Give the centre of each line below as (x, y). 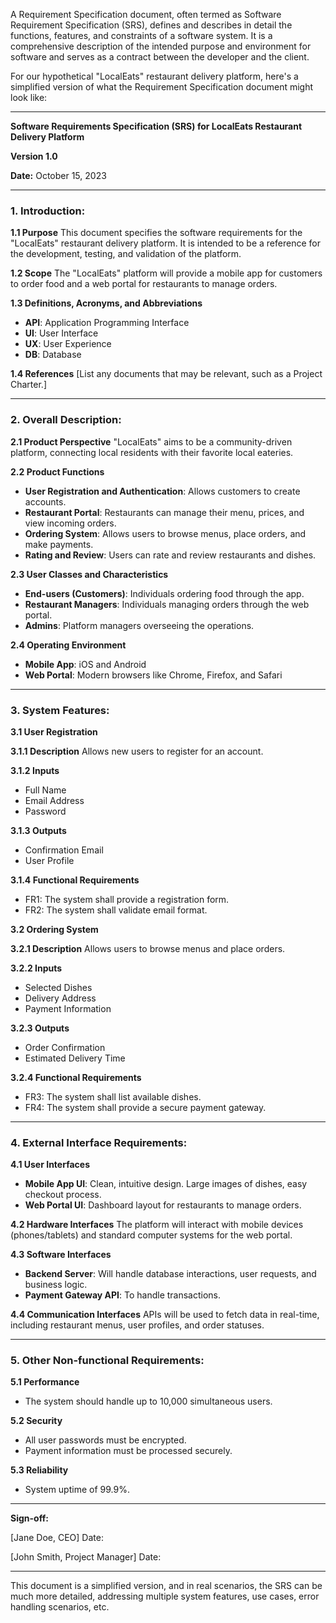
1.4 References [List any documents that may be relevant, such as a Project (166, 374)
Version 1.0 (34, 156)
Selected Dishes (58, 987)
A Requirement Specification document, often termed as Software (146, 14)
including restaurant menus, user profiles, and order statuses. (137, 1325)
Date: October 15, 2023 (58, 175)
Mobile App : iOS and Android (85, 664)
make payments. (59, 544)
